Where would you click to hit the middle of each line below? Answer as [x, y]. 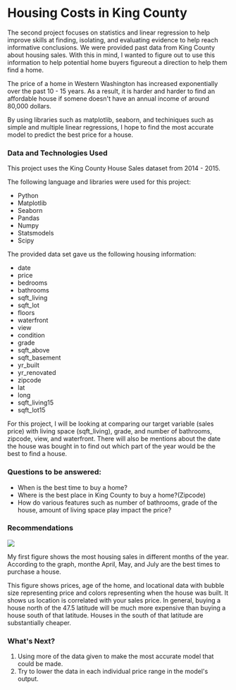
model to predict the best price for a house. [70, 135]
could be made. [40, 664]
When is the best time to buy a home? [73, 487]
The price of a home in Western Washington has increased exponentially [113, 83]
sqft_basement [39, 358]
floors [26, 313]
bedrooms [32, 283]
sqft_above [33, 350]
